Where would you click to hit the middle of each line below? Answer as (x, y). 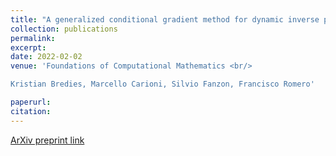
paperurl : (31, 102)
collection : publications (64, 29)
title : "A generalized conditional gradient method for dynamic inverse (165, 19)
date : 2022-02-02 (46, 57)
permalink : (33, 38)
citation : (31, 111)
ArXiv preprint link (47, 140)
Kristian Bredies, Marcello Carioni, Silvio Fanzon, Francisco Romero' (162, 84)
